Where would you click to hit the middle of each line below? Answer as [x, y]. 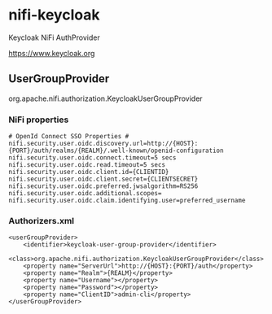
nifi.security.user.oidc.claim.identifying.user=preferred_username [127, 201]
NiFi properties [39, 120]
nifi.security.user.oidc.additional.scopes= [85, 194]
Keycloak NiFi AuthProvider [54, 37]
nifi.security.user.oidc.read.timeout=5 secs [87, 165]
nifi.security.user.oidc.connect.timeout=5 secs [92, 158]
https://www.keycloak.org [52, 53]
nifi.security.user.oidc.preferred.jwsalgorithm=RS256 [103, 186]
